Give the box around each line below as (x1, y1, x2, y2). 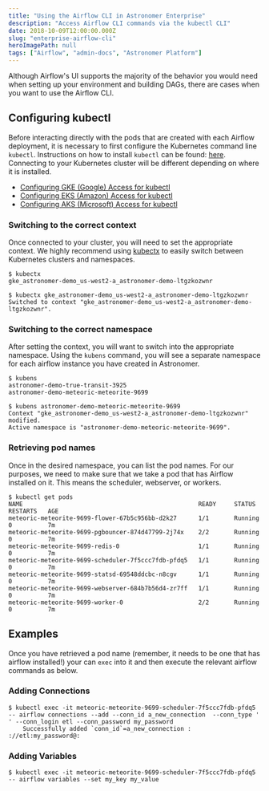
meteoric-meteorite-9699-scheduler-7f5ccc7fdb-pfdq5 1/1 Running (8, 556, 260, 564)
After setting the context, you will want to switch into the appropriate (8, 342, 235, 351)
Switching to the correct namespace (8, 324, 153, 335)
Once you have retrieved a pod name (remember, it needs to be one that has (8, 648, 260, 658)
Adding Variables (8, 750, 78, 761)
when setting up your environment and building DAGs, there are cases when (8, 79, 260, 89)
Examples (8, 627, 58, 641)
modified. (8, 416, 42, 425)
